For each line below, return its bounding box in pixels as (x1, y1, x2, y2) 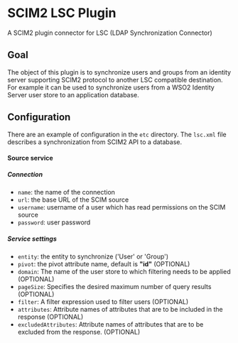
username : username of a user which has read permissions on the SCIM (17, 203, 226, 212)
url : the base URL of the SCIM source (17, 195, 129, 204)
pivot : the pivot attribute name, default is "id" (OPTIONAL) (17, 260, 190, 268)
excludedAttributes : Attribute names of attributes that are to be (17, 320, 204, 329)
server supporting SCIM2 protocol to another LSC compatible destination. (7, 75, 223, 84)
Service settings (7, 234, 57, 243)
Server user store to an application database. (7, 90, 140, 99)
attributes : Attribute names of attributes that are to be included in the (17, 305, 223, 314)
